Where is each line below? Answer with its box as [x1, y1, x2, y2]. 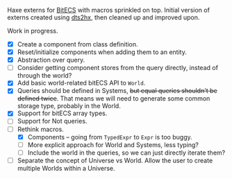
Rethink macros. [17, 125, 64, 133]
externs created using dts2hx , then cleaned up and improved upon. [7, 13, 200, 22]
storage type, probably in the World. [17, 102, 122, 110]
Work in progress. [7, 27, 58, 35]
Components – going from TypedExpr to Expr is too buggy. [27, 133, 192, 141]
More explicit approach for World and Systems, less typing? [27, 140, 199, 148]
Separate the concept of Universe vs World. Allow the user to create [17, 156, 213, 164]
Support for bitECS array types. [17, 109, 108, 117]
